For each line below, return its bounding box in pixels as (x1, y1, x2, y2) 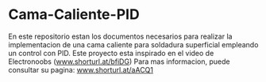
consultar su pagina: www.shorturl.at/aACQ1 (8, 65, 153, 74)
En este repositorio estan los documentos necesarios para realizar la (8, 32, 233, 41)
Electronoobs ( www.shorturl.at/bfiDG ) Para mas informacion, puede (8, 57, 230, 66)
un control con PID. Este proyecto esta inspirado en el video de (8, 48, 214, 58)
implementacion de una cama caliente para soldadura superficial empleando (8, 39, 259, 49)
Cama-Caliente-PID (8, 6, 141, 24)
